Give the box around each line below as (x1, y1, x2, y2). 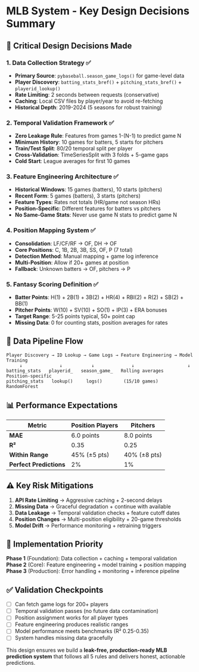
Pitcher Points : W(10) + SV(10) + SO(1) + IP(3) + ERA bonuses (14, 306, 167, 314)
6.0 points (71, 431, 100, 439)
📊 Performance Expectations (6, 400, 118, 411)
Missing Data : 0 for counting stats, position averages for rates (14, 319, 168, 326)
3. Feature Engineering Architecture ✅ (6, 172, 119, 181)
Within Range (9, 451, 49, 459)
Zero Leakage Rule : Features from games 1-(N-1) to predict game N (14, 132, 182, 140)
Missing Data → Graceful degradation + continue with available (14, 503, 171, 510)
